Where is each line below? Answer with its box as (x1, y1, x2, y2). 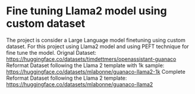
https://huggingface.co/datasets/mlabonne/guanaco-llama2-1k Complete (6, 68, 185, 75)
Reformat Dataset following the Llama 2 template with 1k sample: (6, 61, 165, 69)
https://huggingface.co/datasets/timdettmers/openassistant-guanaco (6, 55, 177, 62)
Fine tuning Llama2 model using (6, 4, 168, 18)
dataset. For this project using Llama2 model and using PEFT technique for (6, 43, 189, 50)
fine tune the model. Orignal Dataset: (6, 49, 97, 56)
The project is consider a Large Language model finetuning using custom (6, 36, 186, 43)
